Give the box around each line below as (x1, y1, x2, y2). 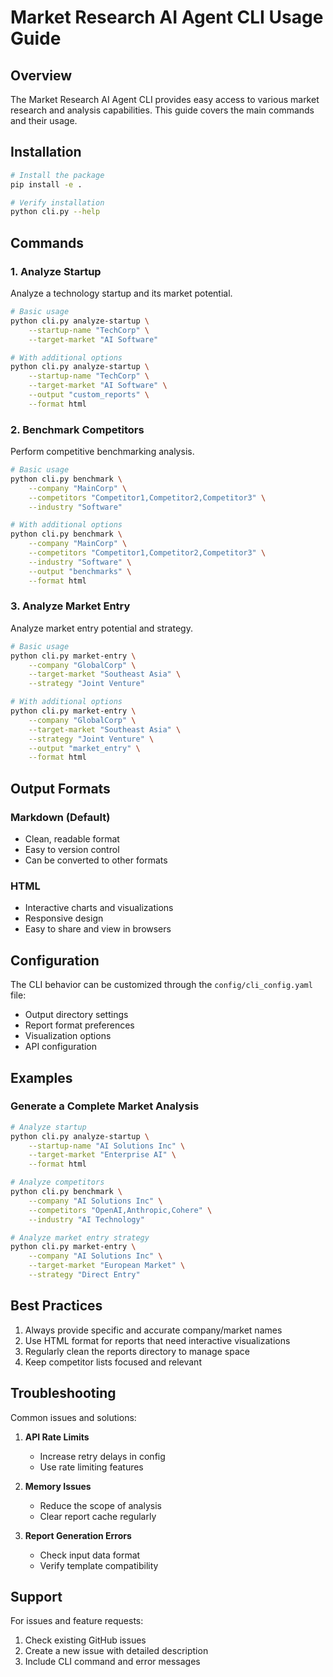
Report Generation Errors (24, 1529, 132, 1541)
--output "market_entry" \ (28, 743, 141, 753)
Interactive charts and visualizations (24, 902, 174, 914)
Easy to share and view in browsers (24, 923, 172, 935)
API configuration (24, 1041, 97, 1053)
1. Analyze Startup (10, 264, 102, 278)
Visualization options (24, 1030, 112, 1042)
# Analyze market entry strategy (10, 1232, 150, 1243)
